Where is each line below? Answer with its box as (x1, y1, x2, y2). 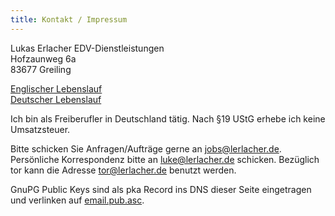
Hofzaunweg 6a (10, 52, 77, 65)
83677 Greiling (10, 63, 72, 75)
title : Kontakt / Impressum (10, 14, 128, 25)
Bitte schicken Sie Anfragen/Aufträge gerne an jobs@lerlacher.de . (10, 142, 282, 155)
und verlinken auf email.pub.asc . (10, 194, 145, 206)
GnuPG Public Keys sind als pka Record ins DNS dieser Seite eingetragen (10, 183, 312, 195)
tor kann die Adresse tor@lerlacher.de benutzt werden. (10, 164, 237, 176)
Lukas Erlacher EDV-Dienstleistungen (10, 42, 165, 54)
